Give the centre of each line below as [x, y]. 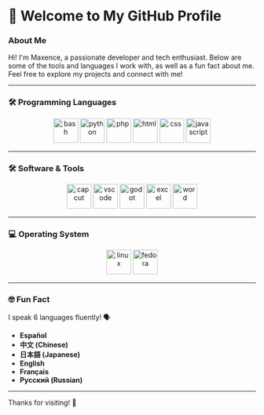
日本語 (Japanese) [50, 354]
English [32, 363]
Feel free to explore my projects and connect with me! [95, 75]
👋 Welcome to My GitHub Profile [115, 16]
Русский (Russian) [51, 380]
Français [34, 371]
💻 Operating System [49, 234]
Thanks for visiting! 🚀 [42, 402]
